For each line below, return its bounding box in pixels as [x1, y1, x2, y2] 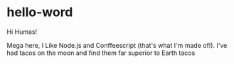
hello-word [6, 4, 73, 20]
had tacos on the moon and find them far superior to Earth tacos [6, 49, 196, 57]
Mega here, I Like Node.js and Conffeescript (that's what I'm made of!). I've [6, 41, 228, 49]
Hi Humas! [6, 27, 37, 36]
